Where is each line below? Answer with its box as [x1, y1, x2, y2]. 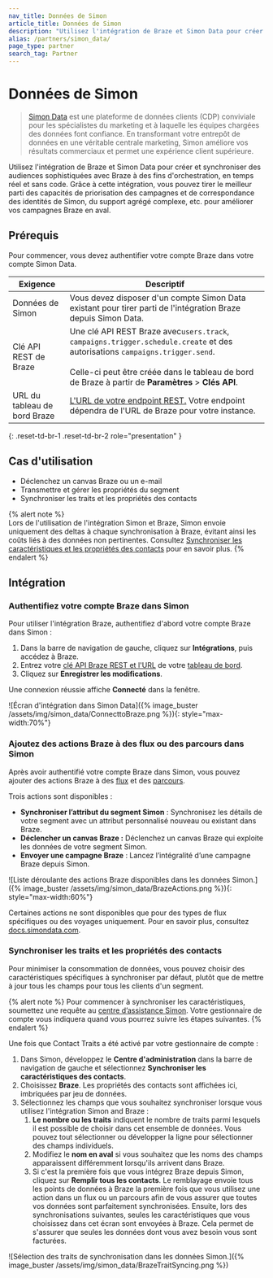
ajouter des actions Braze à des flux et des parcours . [8, 775, 185, 785]
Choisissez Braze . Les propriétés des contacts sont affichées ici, [19, 1080, 238, 1090]
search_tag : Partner [8, 50, 79, 58]
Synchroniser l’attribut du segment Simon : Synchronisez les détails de [19, 807, 262, 817]
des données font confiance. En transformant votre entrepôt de [28, 129, 241, 138]
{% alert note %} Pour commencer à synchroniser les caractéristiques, [8, 997, 246, 1006]
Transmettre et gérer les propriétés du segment [19, 485, 180, 495]
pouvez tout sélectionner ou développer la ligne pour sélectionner [32, 1132, 253, 1141]
